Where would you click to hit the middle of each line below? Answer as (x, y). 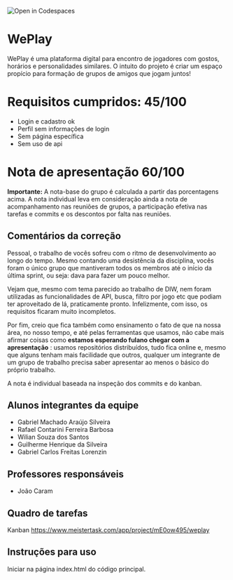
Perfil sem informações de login (63, 128)
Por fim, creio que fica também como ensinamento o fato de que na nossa (114, 325)
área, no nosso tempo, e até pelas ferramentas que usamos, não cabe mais (116, 332)
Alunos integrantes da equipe (73, 406)
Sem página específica (50, 136)
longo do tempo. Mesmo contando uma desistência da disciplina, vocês (111, 261)
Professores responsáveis (65, 474)
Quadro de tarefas (48, 513)
